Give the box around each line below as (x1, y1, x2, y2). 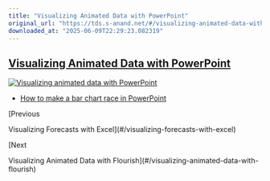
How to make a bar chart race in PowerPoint (19, 93, 167, 103)
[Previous (8, 109, 40, 119)
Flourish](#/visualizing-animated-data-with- (112, 156, 259, 166)
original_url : (8, 19, 56, 27)
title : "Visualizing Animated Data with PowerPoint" (8, 11, 189, 20)
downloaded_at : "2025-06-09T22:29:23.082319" (8, 27, 163, 35)
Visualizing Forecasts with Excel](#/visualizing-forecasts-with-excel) (8, 125, 236, 134)
